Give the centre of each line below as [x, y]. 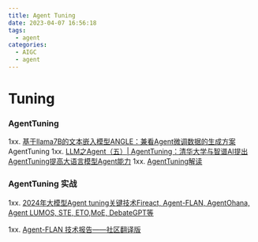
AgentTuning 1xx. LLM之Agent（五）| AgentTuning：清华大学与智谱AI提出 [128, 152]
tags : [17, 30]
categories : [28, 45]
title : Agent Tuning [42, 15]
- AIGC [26, 52]
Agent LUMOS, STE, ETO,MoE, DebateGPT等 [81, 212]
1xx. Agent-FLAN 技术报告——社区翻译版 [75, 229]
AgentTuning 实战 [43, 184]
